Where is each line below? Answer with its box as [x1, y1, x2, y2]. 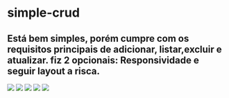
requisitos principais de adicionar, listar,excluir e [7, 43, 222, 55]
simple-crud [7, 5, 80, 21]
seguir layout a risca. [7, 65, 101, 77]
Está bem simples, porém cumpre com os [7, 33, 189, 44]
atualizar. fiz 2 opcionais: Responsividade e [7, 54, 199, 66]
